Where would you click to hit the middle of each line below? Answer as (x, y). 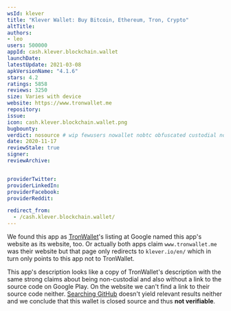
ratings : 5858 (27, 84)
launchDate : (24, 58)
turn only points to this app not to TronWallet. (71, 258)
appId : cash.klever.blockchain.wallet (63, 52)
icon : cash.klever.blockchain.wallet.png (67, 122)
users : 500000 (27, 45)
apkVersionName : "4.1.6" (43, 71)
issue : (16, 116)
